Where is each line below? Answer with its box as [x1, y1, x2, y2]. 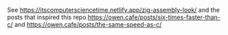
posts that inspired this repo [7, 13, 87, 21]
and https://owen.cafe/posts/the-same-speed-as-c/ [14, 21, 162, 28]
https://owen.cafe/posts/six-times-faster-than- [87, 13, 221, 21]
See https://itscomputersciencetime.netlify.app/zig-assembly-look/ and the [7, 6, 220, 14]
